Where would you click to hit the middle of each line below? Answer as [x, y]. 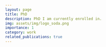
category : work [21, 32]
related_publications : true [34, 37]
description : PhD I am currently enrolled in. [53, 19]
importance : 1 [20, 28]
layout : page [18, 10]
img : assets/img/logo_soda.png [37, 23]
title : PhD [16, 14]
